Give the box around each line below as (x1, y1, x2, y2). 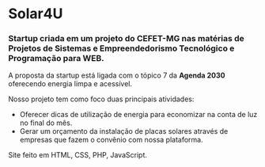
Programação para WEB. (8, 53, 104, 64)
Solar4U (8, 5, 63, 23)
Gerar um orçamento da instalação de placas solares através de (19, 127, 229, 136)
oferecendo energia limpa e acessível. (8, 79, 133, 89)
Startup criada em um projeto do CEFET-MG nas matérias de (8, 33, 245, 44)
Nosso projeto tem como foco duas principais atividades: (8, 94, 195, 104)
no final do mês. (19, 118, 73, 127)
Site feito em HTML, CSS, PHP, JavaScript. (8, 150, 148, 160)
